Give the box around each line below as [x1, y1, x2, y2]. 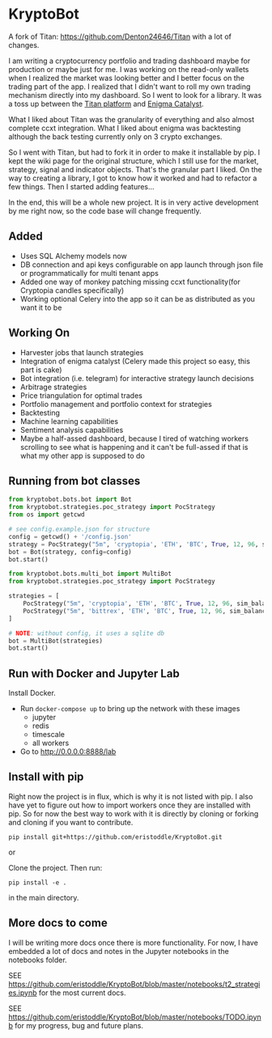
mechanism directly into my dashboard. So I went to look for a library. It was [8, 90, 262, 100]
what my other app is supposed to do [19, 451, 146, 460]
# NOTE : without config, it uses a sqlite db [8, 629, 164, 638]
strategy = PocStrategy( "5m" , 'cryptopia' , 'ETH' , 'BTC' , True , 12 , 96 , [8, 540, 259, 549]
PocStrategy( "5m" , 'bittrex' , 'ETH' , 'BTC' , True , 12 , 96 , [23, 607, 227, 615]
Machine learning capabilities [19, 416, 119, 426]
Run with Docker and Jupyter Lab [8, 667, 180, 680]
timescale [32, 730, 65, 739]
